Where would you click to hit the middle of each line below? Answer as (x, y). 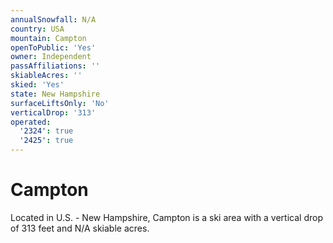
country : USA (37, 29)
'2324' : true (46, 131)
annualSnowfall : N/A (53, 19)
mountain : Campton (48, 38)
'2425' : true (46, 141)
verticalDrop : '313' (53, 112)
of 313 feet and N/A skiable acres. (80, 228)
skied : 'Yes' (37, 85)
